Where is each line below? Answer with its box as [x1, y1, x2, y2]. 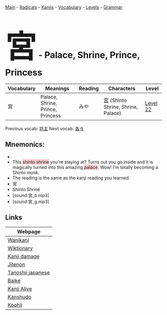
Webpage [17, 228, 41, 235]
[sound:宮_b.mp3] [12, 192, 50, 198]
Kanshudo [7, 293, 31, 300]
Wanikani [7, 237, 29, 244]
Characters [108, 85, 136, 92]
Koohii [7, 302, 22, 309]
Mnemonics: [5, 140, 45, 149]
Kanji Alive [7, 285, 32, 292]
